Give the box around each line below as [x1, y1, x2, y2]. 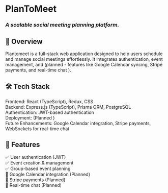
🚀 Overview [5, 37, 43, 46]
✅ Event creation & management [5, 159, 74, 166]
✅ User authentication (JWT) [5, 154, 66, 160]
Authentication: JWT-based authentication [5, 109, 94, 115]
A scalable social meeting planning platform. [5, 21, 120, 29]
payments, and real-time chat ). [5, 67, 71, 73]
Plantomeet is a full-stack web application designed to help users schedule [5, 51, 163, 57]
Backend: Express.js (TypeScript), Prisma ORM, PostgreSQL [5, 104, 131, 110]
